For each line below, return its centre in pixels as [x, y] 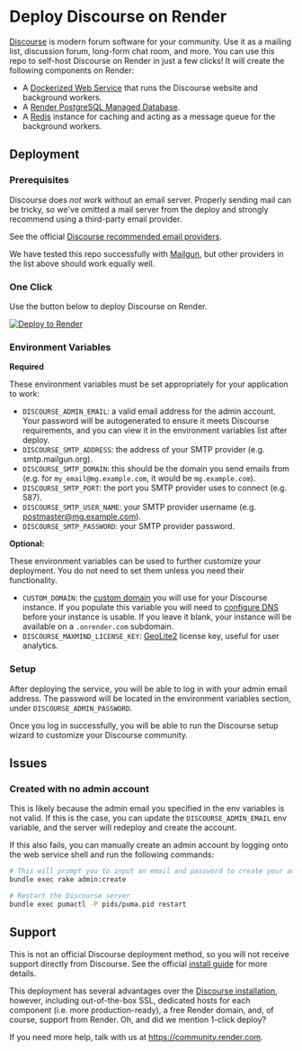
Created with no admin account [80, 789]
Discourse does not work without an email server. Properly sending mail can [151, 199]
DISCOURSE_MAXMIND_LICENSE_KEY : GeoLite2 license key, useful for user [151, 636]
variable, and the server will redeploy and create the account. [123, 827]
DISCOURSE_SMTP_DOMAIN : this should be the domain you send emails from [156, 469]
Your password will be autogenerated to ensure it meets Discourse [146, 421]
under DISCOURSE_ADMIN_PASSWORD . [71, 708]
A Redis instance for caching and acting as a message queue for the [149, 116]
